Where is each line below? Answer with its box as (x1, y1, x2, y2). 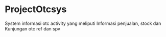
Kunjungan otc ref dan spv (5, 25, 61, 31)
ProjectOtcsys (5, 4, 67, 15)
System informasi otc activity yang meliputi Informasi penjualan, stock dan (5, 20, 161, 26)
